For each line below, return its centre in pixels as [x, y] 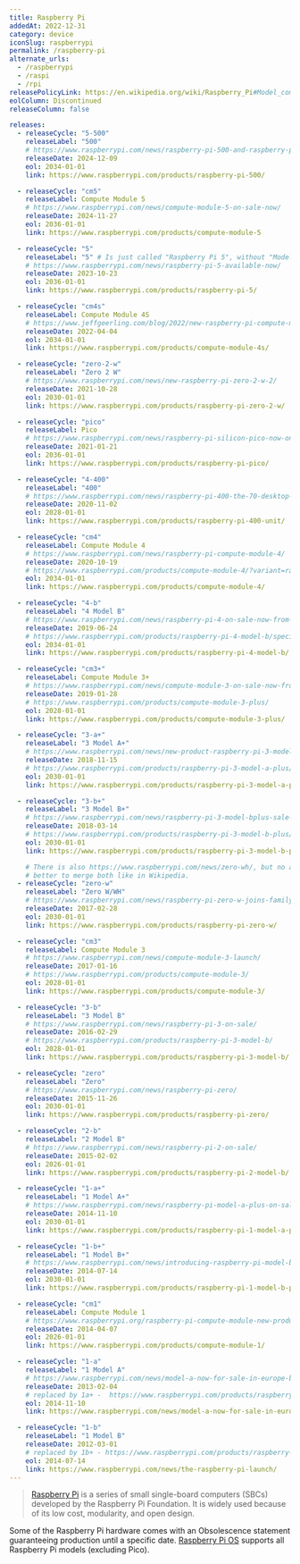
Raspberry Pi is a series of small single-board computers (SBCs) [150, 1494]
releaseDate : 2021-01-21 [71, 447]
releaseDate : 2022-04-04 [71, 332]
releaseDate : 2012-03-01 [71, 1444]
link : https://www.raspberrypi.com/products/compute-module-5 [143, 232]
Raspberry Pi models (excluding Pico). [79, 1550]
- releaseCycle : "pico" [61, 422]
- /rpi [29, 84]
